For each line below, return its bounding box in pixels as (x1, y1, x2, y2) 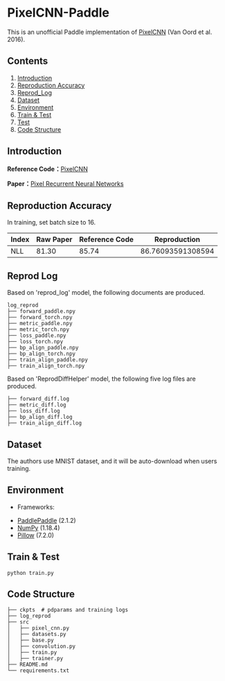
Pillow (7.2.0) (17, 531, 54, 539)
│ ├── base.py (7, 637, 54, 644)
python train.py (7, 569, 54, 576)
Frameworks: (17, 503, 55, 511)
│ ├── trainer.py (7, 655, 64, 662)
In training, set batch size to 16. (7, 218, 96, 227)
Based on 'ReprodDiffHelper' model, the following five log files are (7, 374, 196, 383)
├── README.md (7, 661, 48, 669)
